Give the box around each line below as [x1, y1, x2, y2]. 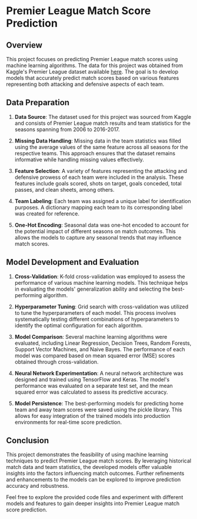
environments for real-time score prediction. [14, 418, 122, 425]
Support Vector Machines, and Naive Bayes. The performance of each [14, 345, 185, 352]
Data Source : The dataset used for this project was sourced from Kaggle [14, 113, 192, 120]
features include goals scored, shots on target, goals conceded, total [14, 179, 182, 187]
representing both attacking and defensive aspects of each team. [6, 81, 165, 88]
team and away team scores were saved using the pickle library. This [14, 406, 182, 413]
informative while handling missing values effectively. [14, 156, 144, 163]
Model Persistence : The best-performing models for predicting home [14, 400, 184, 407]
